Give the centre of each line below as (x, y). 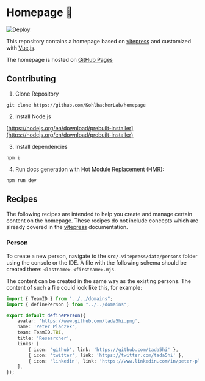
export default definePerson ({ (46, 315)
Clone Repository (37, 94)
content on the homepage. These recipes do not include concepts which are (103, 221)
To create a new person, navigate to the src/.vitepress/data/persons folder (102, 256)
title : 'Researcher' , (45, 338)
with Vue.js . (21, 48)
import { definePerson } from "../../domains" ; (68, 304)
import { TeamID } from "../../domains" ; (60, 299)
